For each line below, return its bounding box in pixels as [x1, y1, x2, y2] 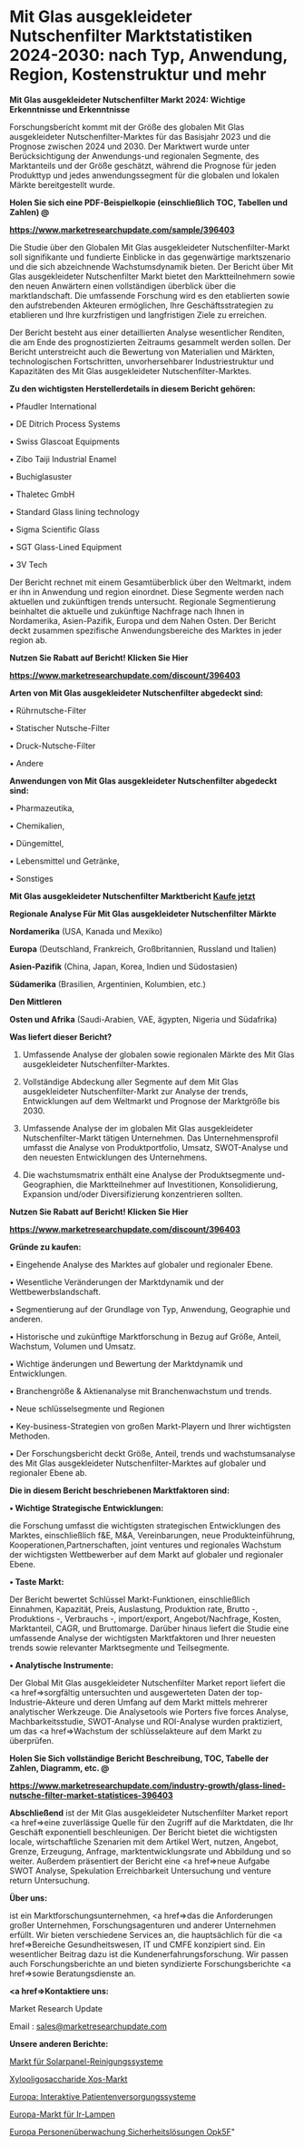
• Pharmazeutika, [9, 802, 75, 814]
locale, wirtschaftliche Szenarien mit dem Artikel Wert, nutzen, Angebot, [9, 1836, 279, 1847]
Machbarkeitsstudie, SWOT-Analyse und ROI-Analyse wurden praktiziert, [9, 1716, 283, 1726]
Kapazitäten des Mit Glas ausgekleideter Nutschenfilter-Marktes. [9, 365, 252, 376]
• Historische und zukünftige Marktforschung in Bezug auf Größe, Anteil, [9, 1330, 281, 1341]
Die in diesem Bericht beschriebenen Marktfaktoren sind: [9, 1485, 230, 1496]
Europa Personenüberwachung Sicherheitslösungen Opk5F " [9, 2126, 236, 2137]
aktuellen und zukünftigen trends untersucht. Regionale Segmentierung [9, 596, 277, 607]
